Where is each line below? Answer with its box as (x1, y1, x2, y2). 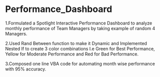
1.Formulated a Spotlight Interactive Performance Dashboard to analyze (5, 20, 152, 26)
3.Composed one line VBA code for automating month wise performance (5, 60, 155, 66)
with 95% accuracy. (5, 66, 46, 72)
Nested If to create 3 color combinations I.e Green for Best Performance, (5, 45, 155, 51)
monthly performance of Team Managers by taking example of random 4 (5, 25, 155, 31)
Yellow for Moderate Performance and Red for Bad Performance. (5, 51, 139, 57)
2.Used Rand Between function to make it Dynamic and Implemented (5, 40, 147, 46)
